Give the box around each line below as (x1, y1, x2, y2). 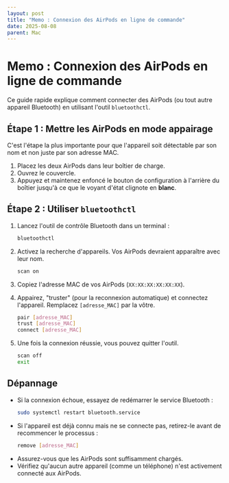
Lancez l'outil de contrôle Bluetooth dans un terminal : (16, 221, 170, 230)
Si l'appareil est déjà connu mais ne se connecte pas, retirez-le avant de (16, 421, 221, 430)
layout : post (7, 10, 45, 17)
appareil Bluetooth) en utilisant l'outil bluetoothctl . (7, 103, 151, 112)
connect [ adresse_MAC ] (16, 327, 82, 334)
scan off (16, 352, 43, 360)
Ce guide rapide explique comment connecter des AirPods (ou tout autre (7, 96, 213, 104)
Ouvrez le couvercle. (16, 169, 76, 177)
